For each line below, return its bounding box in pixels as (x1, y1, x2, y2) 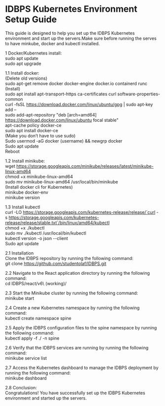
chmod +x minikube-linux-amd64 (5, 174, 73, 179)
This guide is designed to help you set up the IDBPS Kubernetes (5, 30, 135, 36)
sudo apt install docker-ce (5, 127, 58, 133)
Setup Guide (5, 14, 57, 25)
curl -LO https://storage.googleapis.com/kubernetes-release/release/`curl (5, 209, 156, 215)
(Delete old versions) (5, 75, 48, 81)
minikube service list (5, 355, 47, 361)
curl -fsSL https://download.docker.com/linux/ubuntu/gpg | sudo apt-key (5, 101, 153, 107)
